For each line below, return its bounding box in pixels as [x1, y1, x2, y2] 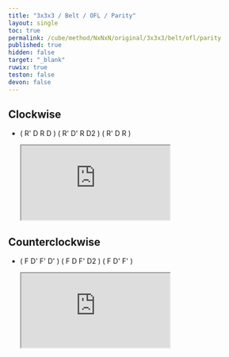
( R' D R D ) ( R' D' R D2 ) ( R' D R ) [19, 129, 132, 138]
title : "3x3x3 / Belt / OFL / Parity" [8, 11, 136, 20]
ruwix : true [8, 64, 48, 72]
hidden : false [8, 49, 55, 56]
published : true [8, 41, 62, 49]
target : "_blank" [8, 56, 66, 64]
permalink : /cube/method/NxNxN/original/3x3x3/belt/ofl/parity [8, 33, 222, 42]
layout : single [8, 19, 59, 27]
